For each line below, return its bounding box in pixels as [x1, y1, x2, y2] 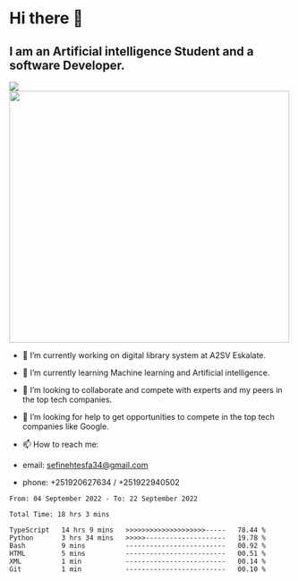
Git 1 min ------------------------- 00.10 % [9, 565, 267, 574]
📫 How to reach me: [21, 439, 99, 449]
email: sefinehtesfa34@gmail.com [21, 460, 149, 470]
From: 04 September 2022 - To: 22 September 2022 [9, 494, 199, 503]
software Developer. [9, 57, 125, 73]
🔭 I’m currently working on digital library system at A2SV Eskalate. [21, 350, 267, 361]
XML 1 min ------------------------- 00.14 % [9, 557, 267, 566]
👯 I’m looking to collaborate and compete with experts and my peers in [21, 385, 284, 395]
